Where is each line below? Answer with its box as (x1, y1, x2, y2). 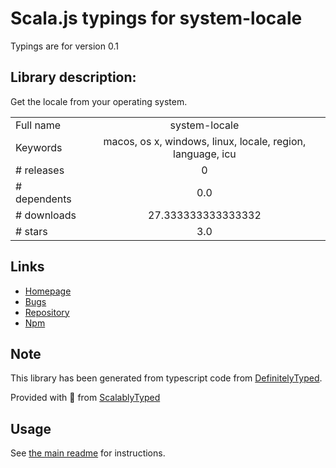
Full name (15, 118, 62, 132)
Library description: (10, 69, 137, 86)
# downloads (15, 208, 77, 222)
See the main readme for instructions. (10, 447, 166, 459)
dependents (15, 192, 72, 206)
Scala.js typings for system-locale (10, 7, 303, 30)
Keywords (15, 140, 63, 154)
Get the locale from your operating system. (10, 95, 188, 107)
